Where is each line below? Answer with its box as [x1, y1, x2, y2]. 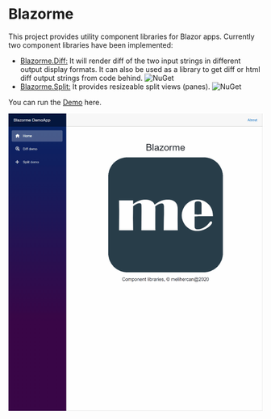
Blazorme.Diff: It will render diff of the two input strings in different [19, 56, 241, 66]
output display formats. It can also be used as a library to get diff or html [19, 64, 261, 74]
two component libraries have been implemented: [8, 40, 173, 49]
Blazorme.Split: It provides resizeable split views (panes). [19, 82, 211, 91]
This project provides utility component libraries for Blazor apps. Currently [8, 32, 256, 41]
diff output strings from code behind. [19, 73, 144, 83]
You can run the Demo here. [8, 97, 102, 107]
